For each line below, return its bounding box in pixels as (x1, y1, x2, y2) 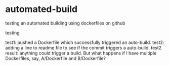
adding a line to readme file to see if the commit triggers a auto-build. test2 (5, 44, 162, 50)
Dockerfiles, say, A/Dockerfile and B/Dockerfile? (5, 55, 106, 61)
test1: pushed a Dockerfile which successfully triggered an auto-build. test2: (5, 39, 164, 45)
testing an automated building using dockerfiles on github (5, 20, 125, 26)
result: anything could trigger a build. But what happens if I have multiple (5, 50, 157, 56)
